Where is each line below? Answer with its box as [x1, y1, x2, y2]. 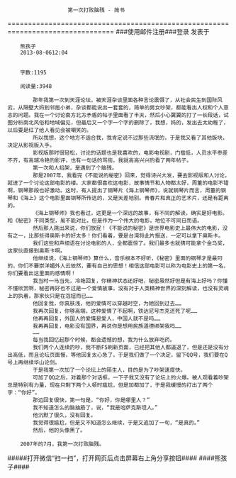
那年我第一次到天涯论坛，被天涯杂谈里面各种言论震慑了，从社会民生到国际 [33, 96, 218, 104]
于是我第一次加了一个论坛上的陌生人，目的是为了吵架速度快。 [33, 367, 186, 374]
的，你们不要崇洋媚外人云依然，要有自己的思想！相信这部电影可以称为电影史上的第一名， [7, 262, 229, 269]
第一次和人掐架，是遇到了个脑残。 [33, 165, 118, 172]
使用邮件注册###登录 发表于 [127, 28, 210, 35]
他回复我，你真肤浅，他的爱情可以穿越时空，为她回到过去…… [33, 300, 182, 307]
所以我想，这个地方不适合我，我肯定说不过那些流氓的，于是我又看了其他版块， [33, 134, 228, 141]
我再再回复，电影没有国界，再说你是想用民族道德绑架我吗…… [33, 323, 182, 330]
